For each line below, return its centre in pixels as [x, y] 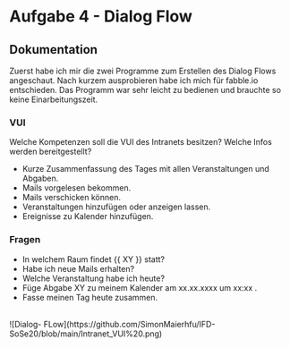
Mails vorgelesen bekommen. [77, 188]
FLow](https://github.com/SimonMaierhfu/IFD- [129, 324]
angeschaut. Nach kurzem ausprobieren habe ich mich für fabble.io [134, 81]
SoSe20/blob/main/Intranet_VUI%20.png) [86, 334]
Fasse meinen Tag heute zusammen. [90, 297]
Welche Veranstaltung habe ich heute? [94, 278]
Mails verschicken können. [72, 198]
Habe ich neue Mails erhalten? [78, 268]
